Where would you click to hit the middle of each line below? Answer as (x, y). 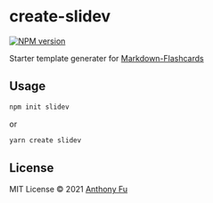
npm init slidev (39, 107)
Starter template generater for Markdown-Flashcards (106, 58)
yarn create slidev (45, 140)
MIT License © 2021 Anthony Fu (69, 190)
